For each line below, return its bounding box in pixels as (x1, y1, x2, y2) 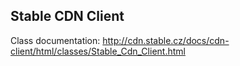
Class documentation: (10, 34, 101, 46)
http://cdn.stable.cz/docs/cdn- (102, 34, 230, 46)
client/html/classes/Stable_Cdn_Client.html (10, 45, 186, 57)
